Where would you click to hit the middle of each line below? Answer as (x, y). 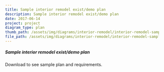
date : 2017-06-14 (23, 18)
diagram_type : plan (25, 28)
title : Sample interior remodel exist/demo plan (55, 9)
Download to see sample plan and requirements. (54, 64)
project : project (23, 23)
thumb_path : (17, 32)
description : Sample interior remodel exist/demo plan (62, 14)
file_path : (16, 37)
